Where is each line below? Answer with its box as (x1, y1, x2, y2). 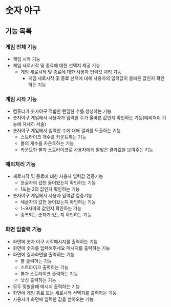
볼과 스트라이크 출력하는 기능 (20, 270, 78, 277)
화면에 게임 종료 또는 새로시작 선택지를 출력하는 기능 (12, 290, 117, 296)
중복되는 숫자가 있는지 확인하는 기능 (20, 212, 92, 218)
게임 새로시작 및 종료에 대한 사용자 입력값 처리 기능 (20, 69, 122, 75)
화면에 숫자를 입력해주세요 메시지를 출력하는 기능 (12, 244, 110, 251)
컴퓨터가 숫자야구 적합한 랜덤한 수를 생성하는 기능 (12, 108, 112, 114)
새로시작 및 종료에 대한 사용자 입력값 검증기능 (12, 173, 103, 179)
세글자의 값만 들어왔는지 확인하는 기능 (20, 199, 96, 205)
